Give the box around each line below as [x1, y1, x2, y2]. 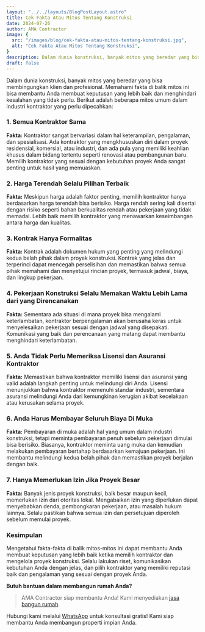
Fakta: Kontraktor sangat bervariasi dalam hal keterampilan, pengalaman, [6, 132, 191, 139]
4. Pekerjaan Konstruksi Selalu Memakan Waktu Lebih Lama [6, 289, 188, 297]
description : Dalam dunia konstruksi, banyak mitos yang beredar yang [6, 54, 190, 60]
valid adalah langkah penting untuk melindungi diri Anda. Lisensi [6, 379, 168, 387]
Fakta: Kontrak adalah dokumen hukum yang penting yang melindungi [6, 248, 183, 255]
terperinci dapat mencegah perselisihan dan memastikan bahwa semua [6, 261, 186, 268]
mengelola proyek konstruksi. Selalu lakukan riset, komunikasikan [6, 557, 171, 564]
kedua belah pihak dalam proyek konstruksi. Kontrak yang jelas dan [6, 254, 176, 262]
